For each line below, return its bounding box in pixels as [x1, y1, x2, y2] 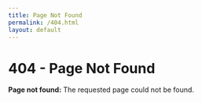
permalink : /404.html [8, 19, 79, 26]
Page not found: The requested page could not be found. [8, 85, 195, 94]
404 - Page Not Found [8, 59, 156, 77]
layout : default [8, 26, 61, 33]
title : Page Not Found [8, 11, 83, 19]
